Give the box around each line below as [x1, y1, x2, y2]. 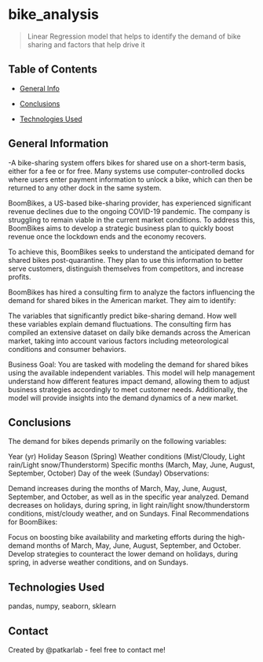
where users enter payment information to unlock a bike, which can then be [8, 175, 253, 184]
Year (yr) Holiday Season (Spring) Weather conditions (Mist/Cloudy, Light [8, 452, 246, 461]
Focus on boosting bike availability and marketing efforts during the [8, 533, 226, 542]
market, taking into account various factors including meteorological [8, 336, 229, 346]
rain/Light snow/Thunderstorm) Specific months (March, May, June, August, [8, 460, 255, 470]
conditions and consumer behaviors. [8, 344, 127, 353]
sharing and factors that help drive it [27, 39, 145, 49]
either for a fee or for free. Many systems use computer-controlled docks [8, 166, 245, 176]
